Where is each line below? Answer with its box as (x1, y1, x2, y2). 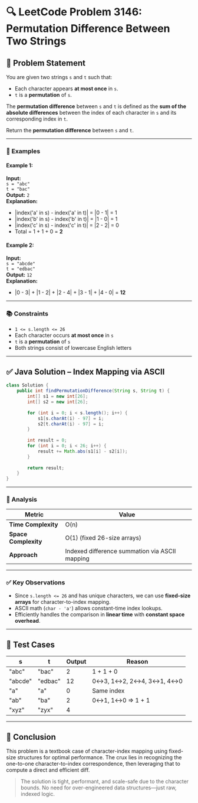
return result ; (27, 465, 65, 471)
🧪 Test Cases (6, 640, 55, 650)
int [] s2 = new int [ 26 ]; (27, 399, 88, 405)
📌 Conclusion (6, 732, 56, 742)
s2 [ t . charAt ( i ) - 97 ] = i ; (37, 421, 104, 427)
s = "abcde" (6, 261, 35, 267)
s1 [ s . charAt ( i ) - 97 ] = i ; (37, 415, 104, 421)
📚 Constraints (6, 310, 49, 318)
